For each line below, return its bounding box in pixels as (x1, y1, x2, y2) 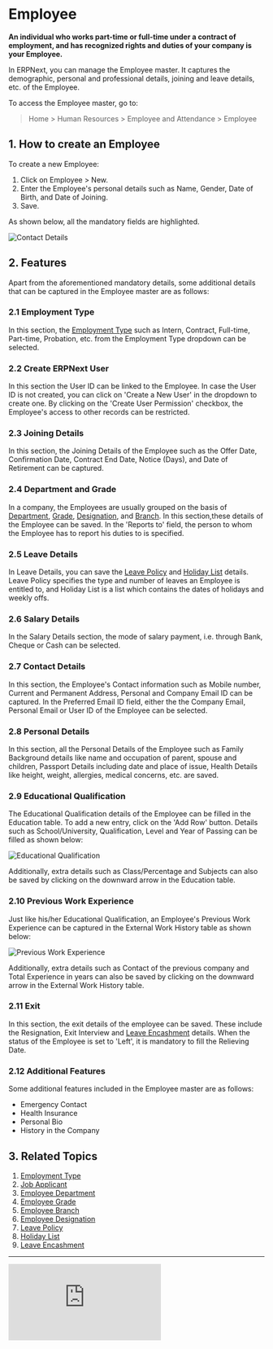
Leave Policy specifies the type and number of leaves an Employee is (8, 576, 240, 586)
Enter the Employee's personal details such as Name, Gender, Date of (19, 183, 253, 193)
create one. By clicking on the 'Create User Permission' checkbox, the (8, 398, 244, 408)
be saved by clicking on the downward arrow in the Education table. (8, 875, 236, 885)
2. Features (8, 256, 67, 270)
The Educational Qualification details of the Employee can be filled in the (8, 809, 252, 819)
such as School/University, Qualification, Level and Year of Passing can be (8, 826, 258, 836)
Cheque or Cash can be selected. (8, 640, 121, 650)
